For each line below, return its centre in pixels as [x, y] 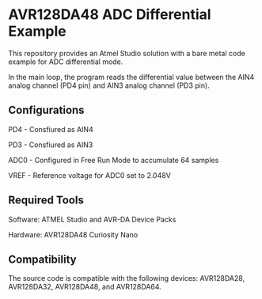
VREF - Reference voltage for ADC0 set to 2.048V [90, 175]
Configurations [46, 110]
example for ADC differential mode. [66, 62]
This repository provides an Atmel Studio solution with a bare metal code [127, 53]
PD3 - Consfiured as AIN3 [51, 145]
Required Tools [46, 201]
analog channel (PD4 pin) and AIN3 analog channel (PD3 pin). [109, 85]
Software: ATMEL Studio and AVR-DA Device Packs [92, 219]
